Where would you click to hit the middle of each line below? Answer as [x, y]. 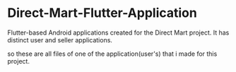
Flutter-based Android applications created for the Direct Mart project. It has [118, 32]
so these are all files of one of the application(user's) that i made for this [112, 54]
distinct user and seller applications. [60, 40]
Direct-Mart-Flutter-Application [102, 13]
